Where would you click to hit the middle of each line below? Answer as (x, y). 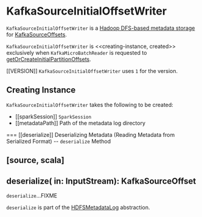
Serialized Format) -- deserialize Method (59, 141)
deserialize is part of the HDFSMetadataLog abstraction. (78, 207)
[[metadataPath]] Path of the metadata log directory (80, 123)
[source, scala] (36, 160)
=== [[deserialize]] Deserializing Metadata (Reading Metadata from (91, 134)
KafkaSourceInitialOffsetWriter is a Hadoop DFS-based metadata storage (101, 28)
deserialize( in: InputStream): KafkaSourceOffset (101, 181)
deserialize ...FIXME (32, 195)
